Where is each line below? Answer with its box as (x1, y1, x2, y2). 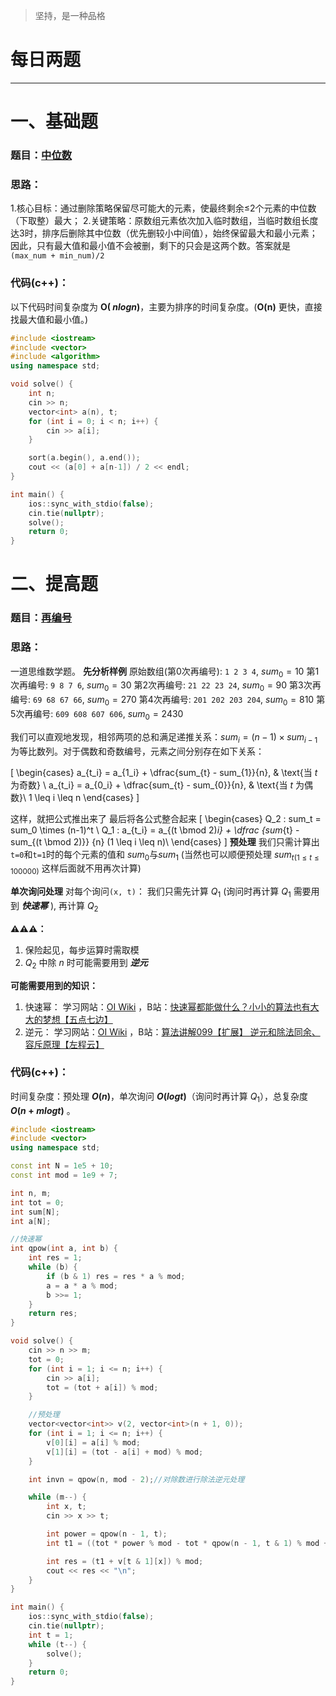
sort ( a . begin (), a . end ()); (28, 453, 141, 463)
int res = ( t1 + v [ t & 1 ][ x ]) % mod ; (46, 1556, 204, 1566)
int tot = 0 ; (10, 1197, 65, 1208)
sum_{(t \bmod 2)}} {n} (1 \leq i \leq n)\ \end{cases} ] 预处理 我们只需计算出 (10, 835, 320, 848)
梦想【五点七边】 (42, 1013, 113, 1025)
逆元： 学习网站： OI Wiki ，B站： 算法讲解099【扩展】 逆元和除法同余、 (24, 1025, 321, 1038)
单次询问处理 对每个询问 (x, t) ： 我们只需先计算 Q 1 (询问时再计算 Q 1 (10, 885, 292, 899)
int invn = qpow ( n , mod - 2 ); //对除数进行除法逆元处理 (28, 1474, 245, 1484)
